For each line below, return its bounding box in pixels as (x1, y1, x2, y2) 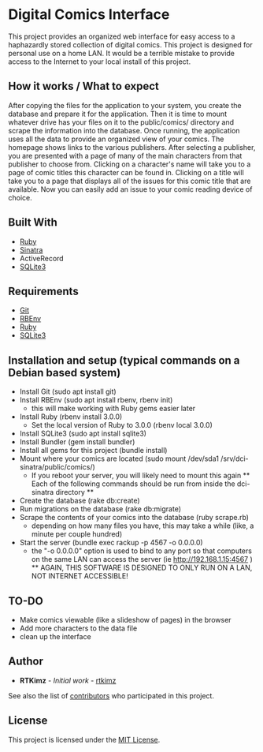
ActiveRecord (19, 253, 65, 263)
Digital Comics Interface (8, 6, 170, 24)
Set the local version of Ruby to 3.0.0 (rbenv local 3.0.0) (31, 421, 213, 430)
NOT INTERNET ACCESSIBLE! (31, 571, 128, 581)
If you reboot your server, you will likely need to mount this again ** (31, 471, 250, 481)
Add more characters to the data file (19, 623, 138, 633)
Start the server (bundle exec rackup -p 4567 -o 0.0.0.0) (19, 538, 203, 548)
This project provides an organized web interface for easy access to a (8, 32, 235, 41)
